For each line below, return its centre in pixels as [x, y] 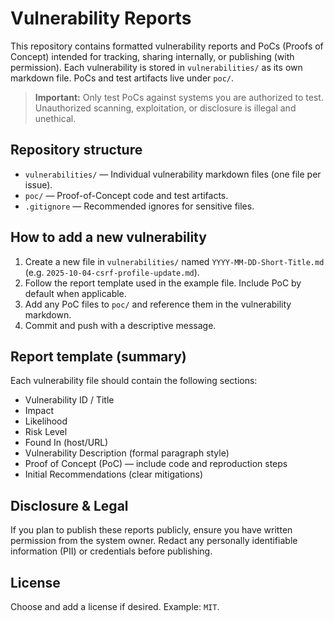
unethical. [55, 118]
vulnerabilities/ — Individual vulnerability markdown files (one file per [173, 174]
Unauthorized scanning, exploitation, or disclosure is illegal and [165, 108]
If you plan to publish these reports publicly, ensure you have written [151, 530]
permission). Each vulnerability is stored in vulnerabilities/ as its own [156, 67]
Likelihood [46, 421]
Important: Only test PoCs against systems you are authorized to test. [179, 97]
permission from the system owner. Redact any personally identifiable [154, 541]
